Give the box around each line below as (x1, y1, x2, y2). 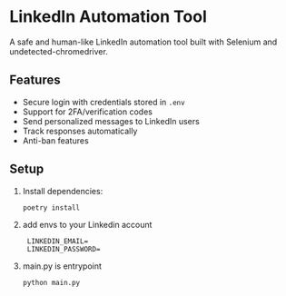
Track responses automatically (22, 125, 138, 136)
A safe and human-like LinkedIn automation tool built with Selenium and (9, 36, 278, 47)
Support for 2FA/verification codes (22, 106, 153, 117)
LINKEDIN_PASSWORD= (26, 245, 101, 254)
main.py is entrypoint (22, 261, 103, 271)
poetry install (22, 202, 81, 212)
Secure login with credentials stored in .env (22, 96, 185, 107)
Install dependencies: (22, 185, 104, 196)
